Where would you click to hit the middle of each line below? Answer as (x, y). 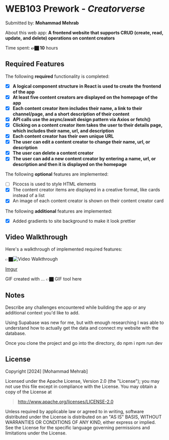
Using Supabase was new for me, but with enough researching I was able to (85, 323)
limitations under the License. (36, 433)
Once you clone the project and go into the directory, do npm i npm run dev (84, 343)
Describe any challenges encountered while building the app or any (76, 307)
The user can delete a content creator (53, 153)
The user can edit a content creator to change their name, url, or (81, 142)
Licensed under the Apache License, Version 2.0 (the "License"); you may (82, 381)
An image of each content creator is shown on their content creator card (88, 201)
